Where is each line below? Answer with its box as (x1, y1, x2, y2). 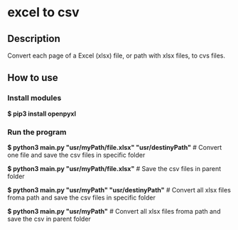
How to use (7, 72, 58, 84)
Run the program (7, 127, 67, 137)
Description (7, 33, 60, 45)
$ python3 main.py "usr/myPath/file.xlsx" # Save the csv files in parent (7, 164, 222, 172)
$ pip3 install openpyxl (7, 109, 77, 118)
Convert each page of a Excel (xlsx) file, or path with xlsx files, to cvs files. (7, 51, 226, 60)
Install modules (7, 93, 62, 103)
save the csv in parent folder (7, 214, 91, 223)
